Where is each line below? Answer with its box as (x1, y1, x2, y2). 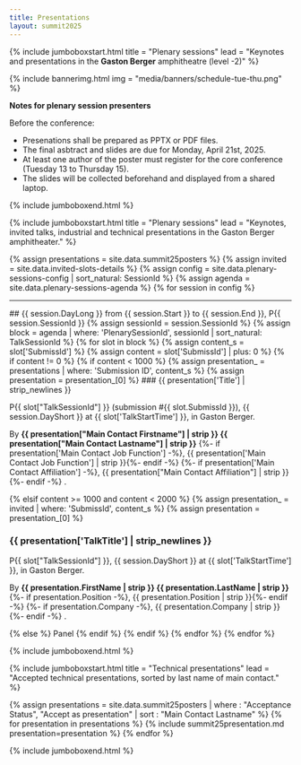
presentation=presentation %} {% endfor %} (9, 727, 175, 738)
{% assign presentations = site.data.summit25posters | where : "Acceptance (9, 699, 292, 709)
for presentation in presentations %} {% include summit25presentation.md (9, 718, 285, 729)
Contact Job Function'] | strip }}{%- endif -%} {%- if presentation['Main (9, 456, 275, 467)
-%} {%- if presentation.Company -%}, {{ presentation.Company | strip (9, 601, 271, 612)
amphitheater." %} (9, 236, 77, 247)
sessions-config (9, 273, 70, 283)
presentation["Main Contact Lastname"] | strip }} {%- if (9, 438, 221, 448)
